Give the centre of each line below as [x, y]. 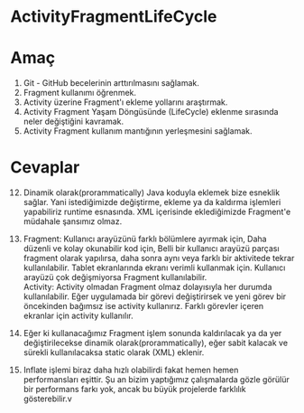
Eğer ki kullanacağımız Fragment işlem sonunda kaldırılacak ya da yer [152, 333]
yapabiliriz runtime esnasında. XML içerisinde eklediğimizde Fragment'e [157, 212]
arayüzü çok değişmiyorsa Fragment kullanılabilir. [115, 277]
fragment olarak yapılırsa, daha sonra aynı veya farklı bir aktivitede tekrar [159, 258]
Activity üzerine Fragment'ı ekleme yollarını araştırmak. [125, 102]
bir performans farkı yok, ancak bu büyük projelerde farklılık [134, 390]
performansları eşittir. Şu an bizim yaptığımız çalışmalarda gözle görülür [156, 380]
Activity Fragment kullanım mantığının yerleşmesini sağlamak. [138, 131]
